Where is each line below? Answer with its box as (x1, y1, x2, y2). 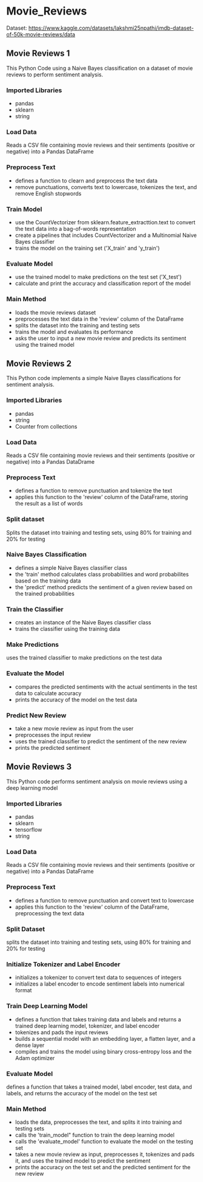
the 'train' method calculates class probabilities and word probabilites (15, 570, 189, 578)
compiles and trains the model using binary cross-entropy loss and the (15, 1047, 192, 1055)
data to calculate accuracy (15, 689, 82, 696)
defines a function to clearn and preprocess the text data (15, 177, 158, 184)
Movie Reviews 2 (6, 358, 72, 369)
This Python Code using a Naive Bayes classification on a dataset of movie (6, 64, 193, 72)
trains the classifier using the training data (15, 626, 121, 633)
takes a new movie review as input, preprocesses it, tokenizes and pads (15, 1150, 195, 1158)
